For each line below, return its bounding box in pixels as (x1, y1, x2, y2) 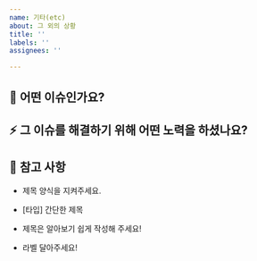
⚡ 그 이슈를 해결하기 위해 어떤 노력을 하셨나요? (9, 122, 248, 138)
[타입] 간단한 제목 (21, 204, 84, 215)
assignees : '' (9, 46, 62, 55)
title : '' (9, 29, 46, 38)
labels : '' (9, 38, 50, 47)
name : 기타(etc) (9, 13, 66, 22)
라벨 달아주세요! (21, 242, 78, 253)
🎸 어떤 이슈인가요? (9, 89, 105, 105)
